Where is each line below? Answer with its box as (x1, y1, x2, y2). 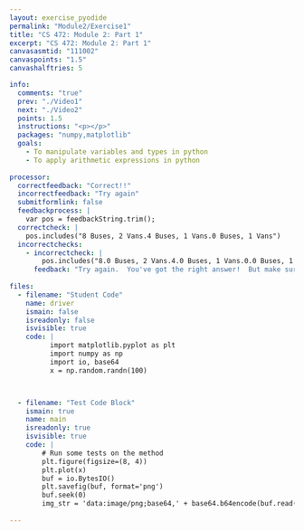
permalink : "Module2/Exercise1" (9, 22, 131, 31)
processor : (9, 173, 51, 182)
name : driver (25, 299, 75, 308)
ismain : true (25, 406, 75, 416)
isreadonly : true (25, 423, 91, 432)
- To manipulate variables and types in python (25, 147, 208, 156)
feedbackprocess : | (17, 206, 91, 215)
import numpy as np (49, 349, 124, 358)
